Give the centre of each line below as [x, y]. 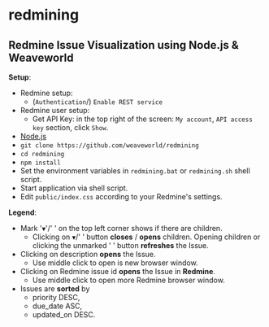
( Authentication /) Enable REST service [98, 102]
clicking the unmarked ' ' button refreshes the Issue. [120, 245]
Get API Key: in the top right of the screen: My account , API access [143, 119]
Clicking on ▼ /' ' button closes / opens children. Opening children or [146, 237]
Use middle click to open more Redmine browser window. [128, 280]
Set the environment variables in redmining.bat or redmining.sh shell [135, 171]
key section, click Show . [70, 127]
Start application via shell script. [74, 188]
